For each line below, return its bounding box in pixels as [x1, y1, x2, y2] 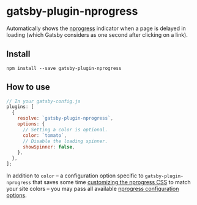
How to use [6, 82, 50, 93]
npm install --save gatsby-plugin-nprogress [6, 65, 122, 71]
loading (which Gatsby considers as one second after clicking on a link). [6, 31, 188, 38]
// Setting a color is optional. [22, 126, 108, 133]
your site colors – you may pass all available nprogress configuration [6, 185, 179, 193]
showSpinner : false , [22, 144, 75, 150]
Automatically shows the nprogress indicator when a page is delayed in [6, 25, 187, 32]
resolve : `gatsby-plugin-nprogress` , [17, 115, 114, 122]
